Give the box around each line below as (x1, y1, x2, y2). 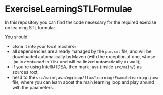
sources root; (12, 69, 39, 75)
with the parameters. (12, 84, 54, 90)
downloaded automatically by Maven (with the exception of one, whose (12, 53, 156, 59)
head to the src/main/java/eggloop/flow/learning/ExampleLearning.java (12, 74, 159, 80)
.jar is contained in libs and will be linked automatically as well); (12, 59, 141, 64)
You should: (5, 34, 29, 40)
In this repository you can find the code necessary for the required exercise (5, 19, 157, 25)
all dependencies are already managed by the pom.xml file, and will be (12, 48, 152, 54)
